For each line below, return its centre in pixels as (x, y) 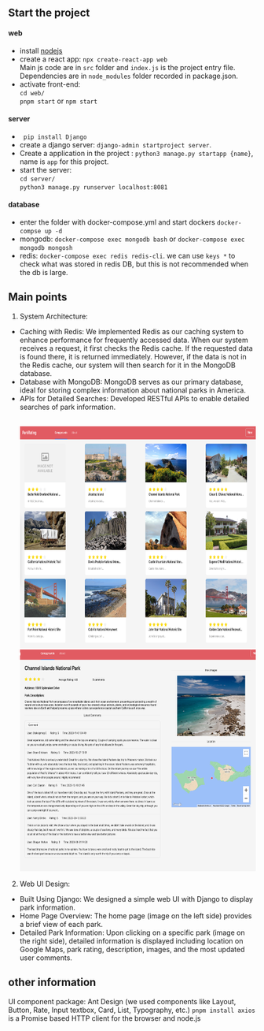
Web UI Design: (45, 884)
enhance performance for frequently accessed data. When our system (134, 340)
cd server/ (37, 179)
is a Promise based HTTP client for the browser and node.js (104, 1018)
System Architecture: (53, 316)
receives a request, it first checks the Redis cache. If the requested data (136, 348)
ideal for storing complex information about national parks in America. (132, 390)
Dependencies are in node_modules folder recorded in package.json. (128, 76)
